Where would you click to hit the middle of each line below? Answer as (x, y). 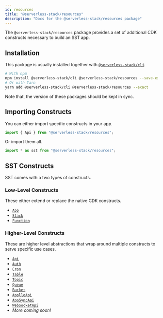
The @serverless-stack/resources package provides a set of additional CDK (81, 33)
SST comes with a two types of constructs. (48, 178)
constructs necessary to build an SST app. (48, 37)
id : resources (19, 9)
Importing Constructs (38, 112)
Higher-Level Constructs (35, 233)
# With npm (16, 74)
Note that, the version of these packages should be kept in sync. (70, 96)
